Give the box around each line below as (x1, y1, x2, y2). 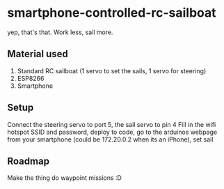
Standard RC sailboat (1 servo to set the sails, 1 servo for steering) (17, 66, 207, 75)
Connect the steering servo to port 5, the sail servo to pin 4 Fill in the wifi (7, 120, 216, 128)
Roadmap (7, 155, 50, 167)
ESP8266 (17, 74, 45, 82)
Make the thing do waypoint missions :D (7, 174, 122, 182)
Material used (7, 48, 68, 60)
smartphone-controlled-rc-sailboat (7, 5, 216, 21)
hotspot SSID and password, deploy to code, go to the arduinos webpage (7, 128, 218, 136)
